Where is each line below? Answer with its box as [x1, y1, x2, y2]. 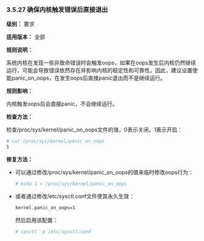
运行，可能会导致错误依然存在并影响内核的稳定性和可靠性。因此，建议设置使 [6, 67, 198, 74]
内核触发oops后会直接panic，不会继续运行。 [6, 100, 118, 108]
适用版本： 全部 [6, 33, 46, 41]
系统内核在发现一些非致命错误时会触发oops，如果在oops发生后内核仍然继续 [6, 59, 196, 66]
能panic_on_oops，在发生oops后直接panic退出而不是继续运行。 [6, 74, 166, 82]
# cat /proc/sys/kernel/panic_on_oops [6, 138, 104, 144]
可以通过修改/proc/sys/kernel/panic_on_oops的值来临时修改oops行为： [15, 169, 194, 176]
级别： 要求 [6, 20, 35, 28]
